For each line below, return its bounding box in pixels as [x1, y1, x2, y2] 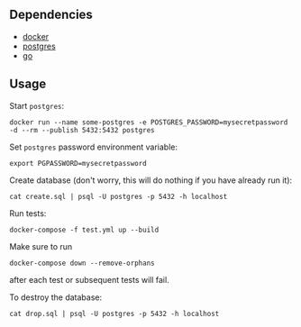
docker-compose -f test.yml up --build [9, 225, 160, 234]
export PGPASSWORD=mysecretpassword [9, 159, 147, 168]
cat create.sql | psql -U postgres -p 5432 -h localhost [9, 192, 228, 201]
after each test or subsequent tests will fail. [9, 274, 169, 285]
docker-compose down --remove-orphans [9, 259, 155, 268]
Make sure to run [9, 241, 73, 251]
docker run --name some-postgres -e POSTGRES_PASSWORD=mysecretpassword [9, 117, 288, 127]
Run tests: [9, 207, 47, 219]
